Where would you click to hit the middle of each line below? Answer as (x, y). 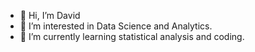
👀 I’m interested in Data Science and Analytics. (116, 26)
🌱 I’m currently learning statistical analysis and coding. (132, 36)
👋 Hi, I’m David (50, 15)
